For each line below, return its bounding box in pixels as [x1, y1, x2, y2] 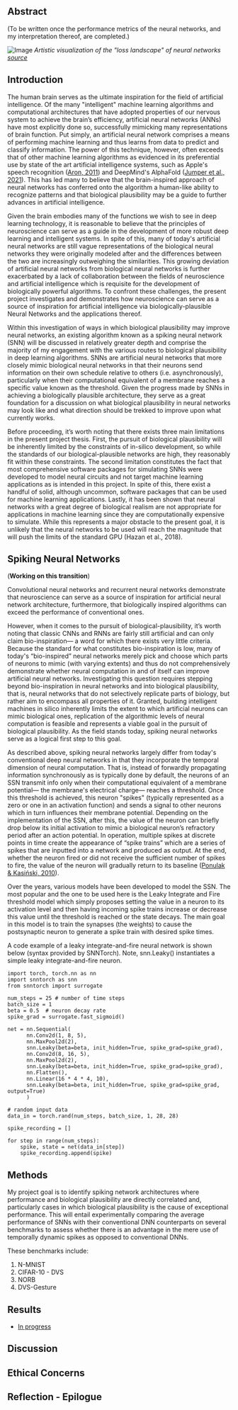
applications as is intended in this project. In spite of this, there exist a [7, 479, 211, 488]
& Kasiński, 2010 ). [7, 869, 59, 877]
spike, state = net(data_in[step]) [20, 1144, 125, 1151]
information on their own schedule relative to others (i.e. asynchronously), [7, 368, 223, 377]
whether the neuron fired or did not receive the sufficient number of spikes [7, 853, 226, 863]
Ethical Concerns [7, 1367, 85, 1379]
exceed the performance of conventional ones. [7, 608, 144, 617]
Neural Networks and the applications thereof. [7, 309, 142, 318]
